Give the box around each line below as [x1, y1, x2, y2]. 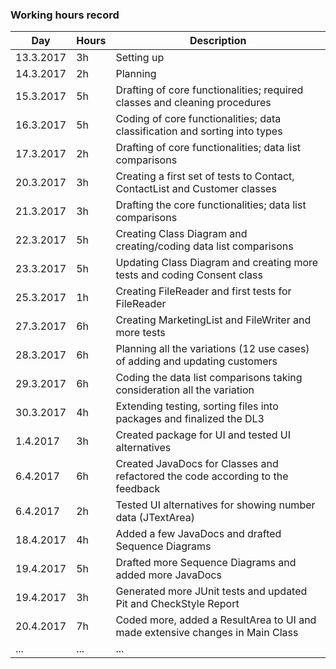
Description [189, 34, 247, 48]
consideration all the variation [115, 383, 255, 397]
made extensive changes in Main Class [115, 626, 299, 640]
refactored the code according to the [115, 469, 289, 483]
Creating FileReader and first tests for [115, 284, 292, 298]
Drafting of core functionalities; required [115, 83, 304, 97]
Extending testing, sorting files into [115, 399, 279, 413]
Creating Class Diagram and [115, 227, 248, 241]
